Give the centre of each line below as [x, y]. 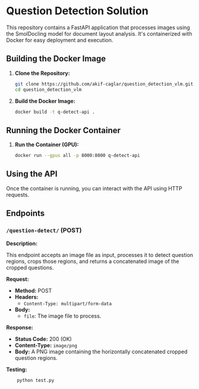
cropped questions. [30, 267]
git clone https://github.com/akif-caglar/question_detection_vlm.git [104, 84]
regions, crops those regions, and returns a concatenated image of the [93, 261]
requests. [18, 194]
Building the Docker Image [56, 59]
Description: [22, 243]
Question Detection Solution [77, 11]
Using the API [32, 174]
